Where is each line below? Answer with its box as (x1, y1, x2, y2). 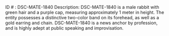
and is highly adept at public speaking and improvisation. (5, 25, 124, 31)
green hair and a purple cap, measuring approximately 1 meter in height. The (5, 9, 164, 15)
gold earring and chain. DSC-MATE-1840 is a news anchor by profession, (5, 20, 158, 26)
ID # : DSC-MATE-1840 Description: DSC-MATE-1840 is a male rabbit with (5, 4, 160, 10)
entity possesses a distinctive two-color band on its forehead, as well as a (5, 15, 159, 20)
